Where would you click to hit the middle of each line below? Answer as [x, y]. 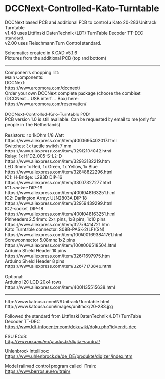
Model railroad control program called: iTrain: [51, 366]
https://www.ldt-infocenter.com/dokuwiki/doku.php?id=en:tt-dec [71, 327]
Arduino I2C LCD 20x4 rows [33, 282]
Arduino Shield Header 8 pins [35, 261]
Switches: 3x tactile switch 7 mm [38, 146]
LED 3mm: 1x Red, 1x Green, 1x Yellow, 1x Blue [52, 166]
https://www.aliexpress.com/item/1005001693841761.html [64, 234]
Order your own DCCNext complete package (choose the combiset [73, 93]
